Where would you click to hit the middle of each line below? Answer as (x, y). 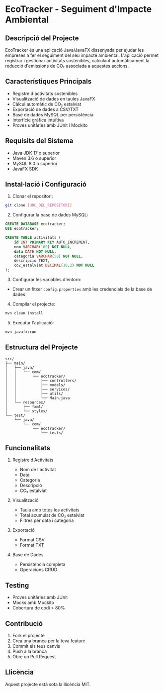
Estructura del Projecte (41, 347)
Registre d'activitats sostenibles (45, 94)
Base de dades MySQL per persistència (53, 114)
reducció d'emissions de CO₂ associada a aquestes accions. (67, 66)
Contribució (24, 624)
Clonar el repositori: (33, 196)
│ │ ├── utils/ (34, 394)
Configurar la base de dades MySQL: (50, 215)
